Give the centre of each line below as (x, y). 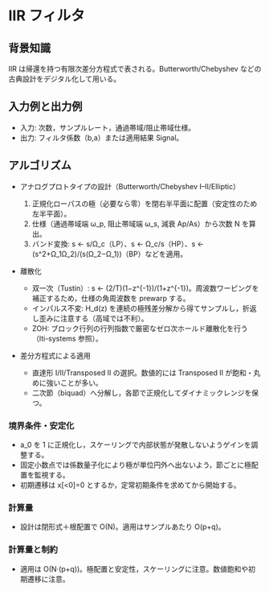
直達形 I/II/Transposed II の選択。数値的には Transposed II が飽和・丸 (146, 372)
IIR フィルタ (47, 16)
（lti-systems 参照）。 (67, 338)
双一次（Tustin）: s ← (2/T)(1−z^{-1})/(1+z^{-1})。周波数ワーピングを (145, 288)
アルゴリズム (40, 165)
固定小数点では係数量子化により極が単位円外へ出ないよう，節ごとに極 (135, 465)
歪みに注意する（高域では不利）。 (94, 318)
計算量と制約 (33, 550)
